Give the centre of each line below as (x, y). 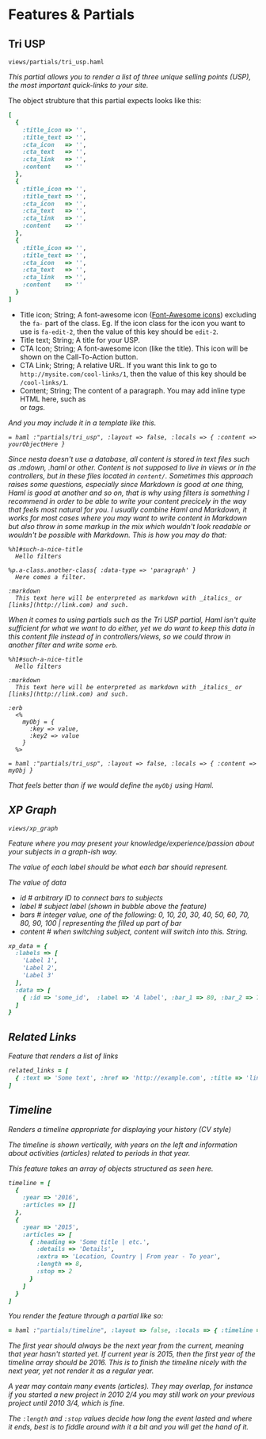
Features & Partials (72, 15)
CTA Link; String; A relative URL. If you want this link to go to (118, 365)
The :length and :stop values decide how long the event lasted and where (130, 1418)
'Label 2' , (40, 968)
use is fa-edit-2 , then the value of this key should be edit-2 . (119, 332)
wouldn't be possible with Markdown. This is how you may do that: (118, 535)
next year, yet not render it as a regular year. (81, 1371)
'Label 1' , (40, 961)
